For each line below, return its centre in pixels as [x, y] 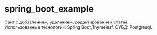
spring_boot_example [49, 9]
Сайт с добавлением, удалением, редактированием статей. [67, 22]
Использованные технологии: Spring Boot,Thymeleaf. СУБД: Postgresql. [78, 27]
